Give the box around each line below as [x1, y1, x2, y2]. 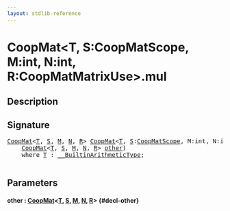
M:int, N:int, [7, 54, 77, 69]
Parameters [7, 177, 58, 189]
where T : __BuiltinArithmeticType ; [21, 151, 145, 159]
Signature [7, 119, 50, 131]
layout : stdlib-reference [7, 10, 81, 17]
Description [7, 96, 58, 108]
